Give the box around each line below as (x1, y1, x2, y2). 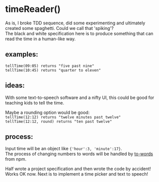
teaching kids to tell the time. (5, 99, 65, 105)
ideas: (5, 81, 25, 90)
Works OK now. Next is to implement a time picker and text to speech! (5, 171, 148, 177)
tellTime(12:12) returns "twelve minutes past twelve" (5, 114, 121, 120)
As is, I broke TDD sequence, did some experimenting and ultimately (5, 20, 146, 26)
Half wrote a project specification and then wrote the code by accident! (5, 166, 152, 172)
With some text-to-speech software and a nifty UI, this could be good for (5, 94, 155, 100)
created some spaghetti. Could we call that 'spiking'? (5, 25, 114, 31)
